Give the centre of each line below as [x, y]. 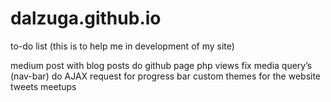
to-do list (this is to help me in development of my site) [122, 46]
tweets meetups [43, 86]
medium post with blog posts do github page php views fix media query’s [161, 65]
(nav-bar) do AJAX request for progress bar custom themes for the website [166, 76]
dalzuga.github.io [86, 18]
